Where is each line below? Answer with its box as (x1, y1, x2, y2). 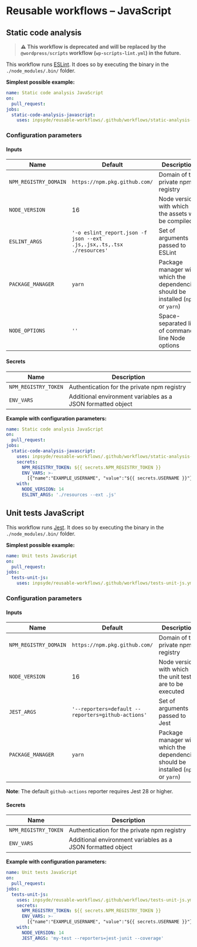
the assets (158, 210, 188, 218)
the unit (158, 673, 180, 681)
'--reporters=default (72, 706, 133, 713)
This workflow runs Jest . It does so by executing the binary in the (6, 524, 164, 531)
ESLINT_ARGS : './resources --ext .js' (21, 492, 117, 498)
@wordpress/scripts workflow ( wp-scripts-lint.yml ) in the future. (20, 49, 182, 57)
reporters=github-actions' (72, 711, 148, 718)
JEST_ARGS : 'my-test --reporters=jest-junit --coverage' (21, 935, 164, 941)
